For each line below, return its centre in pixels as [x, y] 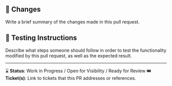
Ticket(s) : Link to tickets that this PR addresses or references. [71, 78]
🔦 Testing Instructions [41, 38]
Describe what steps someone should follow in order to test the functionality [86, 50]
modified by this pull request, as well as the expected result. [69, 56]
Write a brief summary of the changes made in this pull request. [72, 21]
